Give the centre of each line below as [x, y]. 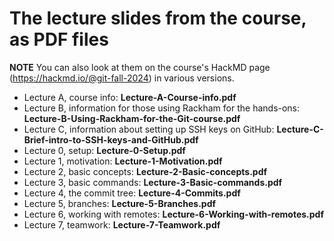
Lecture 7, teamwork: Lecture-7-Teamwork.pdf [122, 224]
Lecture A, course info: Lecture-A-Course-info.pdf [130, 97]
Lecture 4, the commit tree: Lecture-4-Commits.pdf [132, 193]
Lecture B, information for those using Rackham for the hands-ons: [162, 108]
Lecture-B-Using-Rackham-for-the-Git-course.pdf [132, 118]
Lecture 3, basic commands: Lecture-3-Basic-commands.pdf [153, 182]
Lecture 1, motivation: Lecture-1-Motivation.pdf [123, 161]
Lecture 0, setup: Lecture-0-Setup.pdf [104, 150]
